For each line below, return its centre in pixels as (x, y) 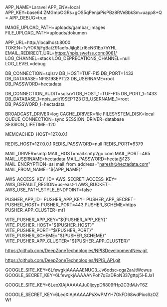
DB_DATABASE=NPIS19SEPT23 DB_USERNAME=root (60, 79)
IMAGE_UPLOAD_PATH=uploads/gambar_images (55, 27)
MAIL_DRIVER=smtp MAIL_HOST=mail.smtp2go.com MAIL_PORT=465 (78, 153)
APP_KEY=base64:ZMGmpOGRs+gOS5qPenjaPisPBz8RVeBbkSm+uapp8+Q (83, 12)
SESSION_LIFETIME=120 (30, 125)
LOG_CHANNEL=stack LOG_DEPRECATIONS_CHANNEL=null (68, 58)
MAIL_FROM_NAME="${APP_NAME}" (44, 169)
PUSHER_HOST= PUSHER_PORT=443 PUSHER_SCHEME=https (71, 205)
